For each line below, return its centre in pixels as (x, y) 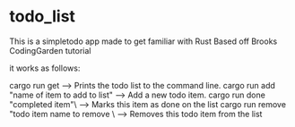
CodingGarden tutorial (50, 50)
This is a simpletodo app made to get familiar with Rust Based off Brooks (143, 41)
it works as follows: (45, 68)
